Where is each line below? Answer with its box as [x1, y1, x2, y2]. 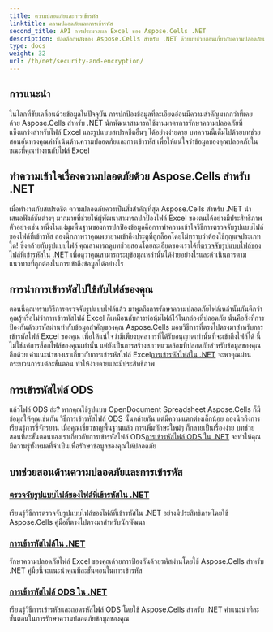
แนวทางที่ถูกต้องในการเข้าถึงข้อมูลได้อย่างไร [9, 258, 124, 268]
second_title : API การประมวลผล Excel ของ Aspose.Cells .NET [9, 27, 207, 35]
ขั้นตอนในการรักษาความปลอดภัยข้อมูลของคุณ [9, 614, 130, 624]
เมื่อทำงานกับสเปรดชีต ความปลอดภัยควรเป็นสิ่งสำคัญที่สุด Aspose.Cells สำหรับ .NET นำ [9, 204, 252, 214]
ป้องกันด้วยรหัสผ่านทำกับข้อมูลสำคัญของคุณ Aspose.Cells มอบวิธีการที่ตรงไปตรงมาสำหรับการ [9, 322, 264, 332]
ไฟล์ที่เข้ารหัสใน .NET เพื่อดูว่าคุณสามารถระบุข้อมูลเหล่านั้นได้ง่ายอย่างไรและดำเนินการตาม [9, 249, 247, 259]
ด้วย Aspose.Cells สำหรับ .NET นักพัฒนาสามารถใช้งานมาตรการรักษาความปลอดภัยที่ [9, 118, 243, 128]
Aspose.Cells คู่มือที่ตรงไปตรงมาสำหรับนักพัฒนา [9, 517, 146, 526]
